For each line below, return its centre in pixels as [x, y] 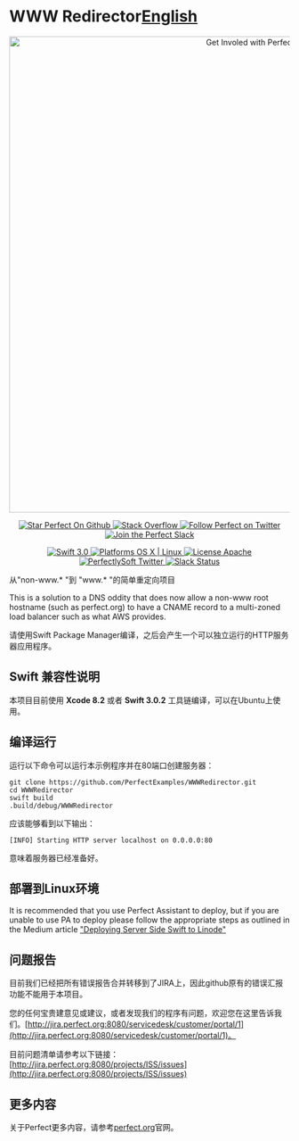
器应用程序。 [32, 646]
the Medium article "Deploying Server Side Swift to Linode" [118, 930]
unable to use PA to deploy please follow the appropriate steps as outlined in [149, 920]
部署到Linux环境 [54, 888]
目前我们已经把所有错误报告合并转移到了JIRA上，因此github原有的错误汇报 [146, 983]
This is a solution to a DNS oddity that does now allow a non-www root [139, 597]
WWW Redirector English [104, 17]
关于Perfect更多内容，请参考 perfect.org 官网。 [94, 1127]
